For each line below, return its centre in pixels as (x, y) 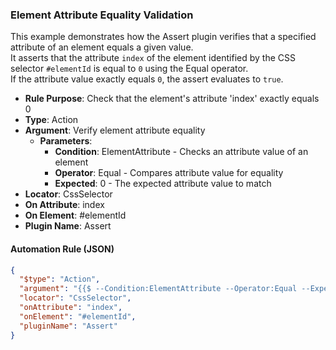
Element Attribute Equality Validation (102, 15)
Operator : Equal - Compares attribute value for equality (169, 173)
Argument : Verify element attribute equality (115, 130)
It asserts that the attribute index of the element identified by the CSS (153, 58)
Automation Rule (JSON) (62, 249)
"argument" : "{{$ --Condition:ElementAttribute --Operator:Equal (158, 289)
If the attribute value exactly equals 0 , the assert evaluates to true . (147, 79)
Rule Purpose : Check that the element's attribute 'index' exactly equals (172, 99)
